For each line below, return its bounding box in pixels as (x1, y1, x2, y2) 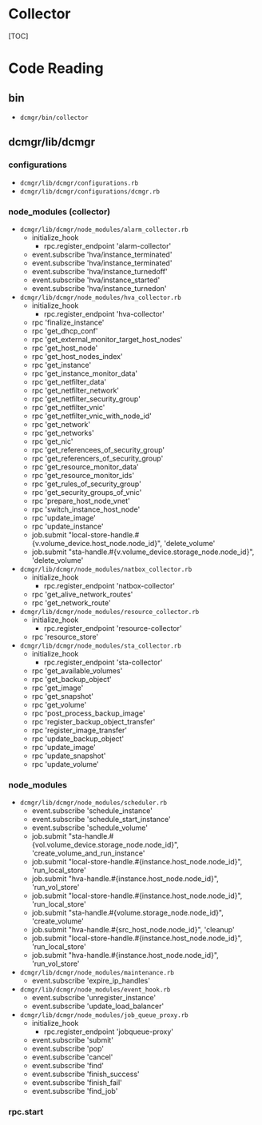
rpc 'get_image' (31, 683, 84, 692)
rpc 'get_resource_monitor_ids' (31, 470, 134, 480)
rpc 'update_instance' (31, 521, 104, 531)
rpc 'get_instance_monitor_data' (31, 369, 138, 378)
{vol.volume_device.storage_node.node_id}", (31, 840, 180, 850)
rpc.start (8, 1107, 44, 1118)
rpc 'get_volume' (31, 700, 87, 709)
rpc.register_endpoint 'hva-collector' (43, 309, 165, 318)
